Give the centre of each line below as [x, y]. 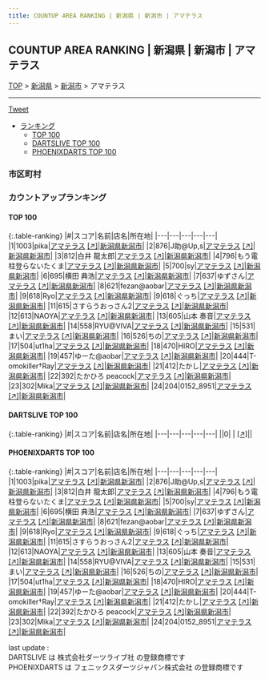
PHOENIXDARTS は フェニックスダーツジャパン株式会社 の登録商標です [126, 667]
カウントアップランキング [57, 198]
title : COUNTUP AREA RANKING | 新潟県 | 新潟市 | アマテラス [106, 16]
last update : [29, 647]
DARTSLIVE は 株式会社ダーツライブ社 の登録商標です [97, 657]
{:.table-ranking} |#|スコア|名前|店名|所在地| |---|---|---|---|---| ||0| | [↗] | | [130, 434]
